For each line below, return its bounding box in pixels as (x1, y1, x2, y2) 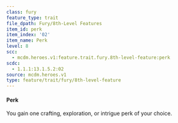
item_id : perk (6, 26, 43, 32)
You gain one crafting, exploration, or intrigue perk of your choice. (6, 110, 173, 117)
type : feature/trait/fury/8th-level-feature (6, 77, 121, 83)
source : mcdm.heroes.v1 (6, 72, 67, 78)
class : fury (6, 9, 37, 15)
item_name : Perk (6, 37, 48, 43)
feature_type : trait (6, 15, 59, 21)
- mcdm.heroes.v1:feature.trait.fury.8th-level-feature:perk (12, 54, 171, 61)
